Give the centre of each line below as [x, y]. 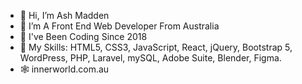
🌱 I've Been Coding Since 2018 [83, 36]
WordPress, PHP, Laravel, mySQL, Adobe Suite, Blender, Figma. [150, 58]
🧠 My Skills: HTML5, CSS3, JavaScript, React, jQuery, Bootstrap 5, [156, 47]
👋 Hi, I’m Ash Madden [64, 15]
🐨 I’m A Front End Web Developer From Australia [119, 26]
